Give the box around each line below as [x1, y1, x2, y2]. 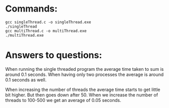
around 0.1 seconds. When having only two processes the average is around [5, 71, 164, 77]
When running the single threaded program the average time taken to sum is [5, 66, 164, 72]
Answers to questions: [5, 50, 102, 61]
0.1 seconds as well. [5, 76, 47, 83]
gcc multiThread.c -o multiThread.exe [5, 28, 87, 33]
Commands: [5, 3, 58, 15]
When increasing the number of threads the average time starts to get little [5, 86, 160, 92]
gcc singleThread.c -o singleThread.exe [5, 20, 92, 25]
